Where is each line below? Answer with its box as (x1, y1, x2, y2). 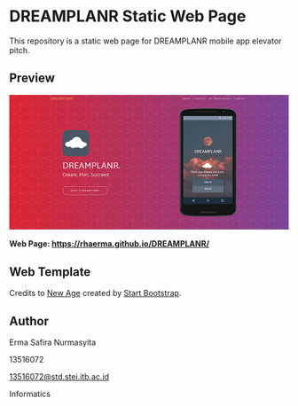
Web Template (9, 264, 91, 279)
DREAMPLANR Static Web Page (9, 6, 247, 27)
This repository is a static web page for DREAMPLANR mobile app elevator (9, 35, 282, 46)
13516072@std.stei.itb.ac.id (9, 371, 109, 382)
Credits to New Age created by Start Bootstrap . (9, 288, 182, 299)
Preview (9, 71, 56, 86)
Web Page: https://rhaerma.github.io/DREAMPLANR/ (9, 238, 210, 249)
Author (9, 313, 49, 329)
